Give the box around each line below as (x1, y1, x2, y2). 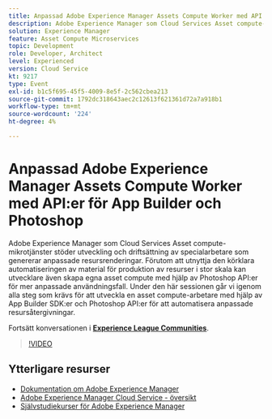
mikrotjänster (8, 247, 53, 257)
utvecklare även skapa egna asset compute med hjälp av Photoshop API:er (8, 273, 258, 283)
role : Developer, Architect (8, 50, 104, 58)
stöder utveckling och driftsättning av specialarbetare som (53, 247, 249, 257)
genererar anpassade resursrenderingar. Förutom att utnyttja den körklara (8, 255, 255, 265)
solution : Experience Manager (8, 27, 111, 35)
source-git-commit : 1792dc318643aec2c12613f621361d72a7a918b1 (8, 95, 223, 103)
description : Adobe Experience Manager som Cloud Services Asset (8, 19, 233, 28)
